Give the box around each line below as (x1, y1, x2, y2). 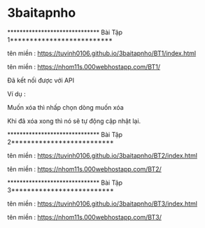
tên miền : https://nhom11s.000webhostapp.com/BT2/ (7, 164, 162, 173)
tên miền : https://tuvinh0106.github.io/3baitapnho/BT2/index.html (7, 151, 198, 159)
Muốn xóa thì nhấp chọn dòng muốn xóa (7, 103, 124, 111)
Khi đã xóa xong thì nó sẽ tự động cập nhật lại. (7, 117, 141, 125)
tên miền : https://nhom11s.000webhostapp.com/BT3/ (7, 213, 162, 221)
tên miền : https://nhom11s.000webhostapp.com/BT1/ (7, 62, 161, 71)
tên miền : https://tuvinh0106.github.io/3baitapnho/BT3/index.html (7, 199, 198, 208)
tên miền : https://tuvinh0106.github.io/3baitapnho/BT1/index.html (7, 49, 197, 57)
